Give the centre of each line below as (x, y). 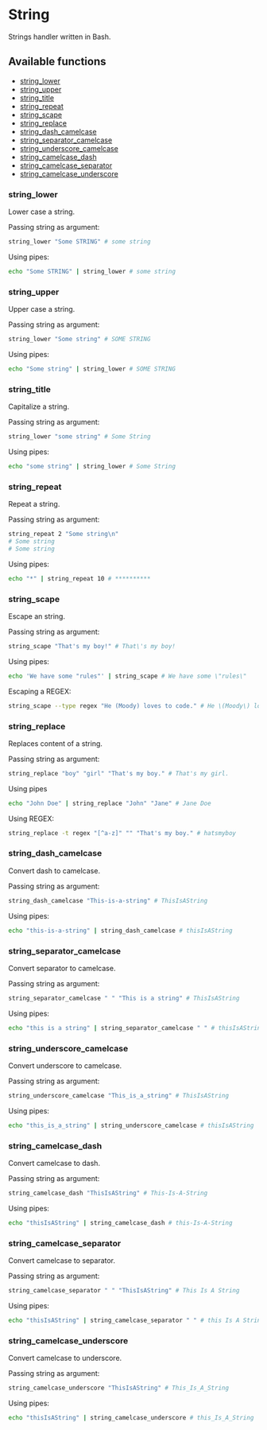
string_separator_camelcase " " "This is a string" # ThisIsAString (124, 998)
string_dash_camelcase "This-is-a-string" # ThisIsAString (108, 900)
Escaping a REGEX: (40, 691)
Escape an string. (37, 616)
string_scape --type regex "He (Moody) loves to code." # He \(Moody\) (129, 705)
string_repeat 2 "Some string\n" (64, 534)
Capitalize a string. (39, 406)
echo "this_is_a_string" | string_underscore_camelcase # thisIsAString (131, 1125)
